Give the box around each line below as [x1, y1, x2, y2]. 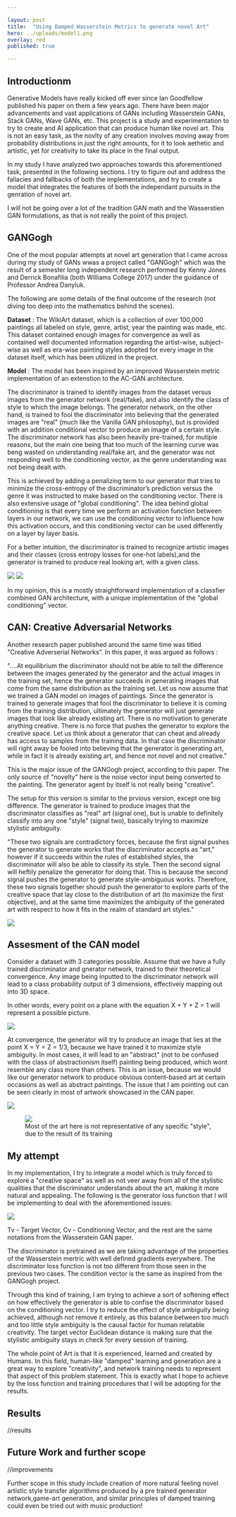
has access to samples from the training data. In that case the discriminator [7, 736, 226, 745]
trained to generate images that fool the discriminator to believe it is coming [7, 698, 227, 707]
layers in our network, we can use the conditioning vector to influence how [7, 513, 225, 523]
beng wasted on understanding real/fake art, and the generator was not [7, 448, 216, 456]
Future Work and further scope [7, 1446, 147, 1458]
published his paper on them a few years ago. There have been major [7, 101, 209, 109]
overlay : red [7, 36, 46, 43]
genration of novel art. [7, 190, 72, 198]
